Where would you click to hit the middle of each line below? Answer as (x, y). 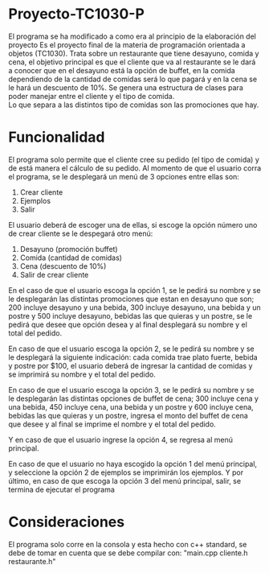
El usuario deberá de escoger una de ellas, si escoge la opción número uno (133, 225)
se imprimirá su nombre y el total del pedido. (82, 374)
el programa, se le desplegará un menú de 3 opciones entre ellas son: (124, 176)
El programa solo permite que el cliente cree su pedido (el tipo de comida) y (134, 159)
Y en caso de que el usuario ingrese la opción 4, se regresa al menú (121, 439)
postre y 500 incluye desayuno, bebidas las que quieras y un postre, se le (130, 315)
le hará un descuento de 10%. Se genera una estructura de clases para (126, 87)
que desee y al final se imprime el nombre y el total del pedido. (112, 424)
